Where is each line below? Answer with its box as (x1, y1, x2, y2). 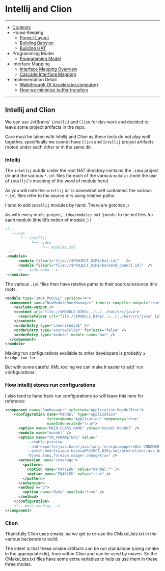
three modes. (5, 561, 32, 567)
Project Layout (19, 34, 49, 40)
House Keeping (12, 29, 44, 35)
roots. (5, 286, 17, 292)
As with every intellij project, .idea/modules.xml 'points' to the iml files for (5, 212, 154, 218)
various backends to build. (5, 536, 59, 542)
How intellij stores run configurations (5, 382, 96, 389)
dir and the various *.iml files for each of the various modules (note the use (5, 173, 157, 179)
